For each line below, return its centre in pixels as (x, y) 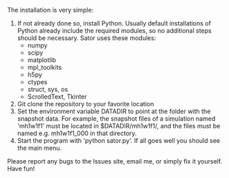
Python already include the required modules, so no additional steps (114, 31)
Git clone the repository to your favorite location (85, 104)
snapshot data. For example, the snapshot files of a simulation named (116, 119)
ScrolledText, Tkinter (57, 97)
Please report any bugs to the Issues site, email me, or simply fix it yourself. (115, 161)
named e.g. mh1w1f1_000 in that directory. (77, 133)
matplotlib (42, 60)
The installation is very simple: (51, 10)
